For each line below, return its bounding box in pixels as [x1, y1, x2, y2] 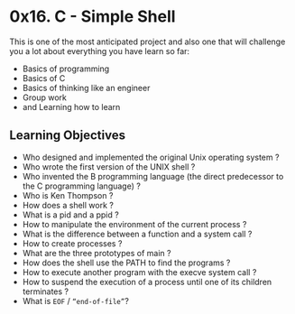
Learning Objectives [9, 128, 126, 143]
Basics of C [22, 72, 66, 83]
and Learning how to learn [22, 101, 121, 112]
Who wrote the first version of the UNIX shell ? [22, 161, 196, 172]
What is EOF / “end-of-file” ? [22, 295, 129, 306]
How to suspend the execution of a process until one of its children [22, 276, 272, 287]
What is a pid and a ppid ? [22, 209, 119, 220]
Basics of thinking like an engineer [22, 82, 151, 93]
